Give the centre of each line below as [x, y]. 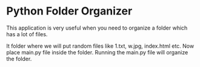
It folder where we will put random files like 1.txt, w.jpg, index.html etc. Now [100, 46]
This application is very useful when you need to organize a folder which [97, 28]
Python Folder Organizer [69, 11]
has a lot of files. [27, 34]
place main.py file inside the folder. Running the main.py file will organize [97, 52]
